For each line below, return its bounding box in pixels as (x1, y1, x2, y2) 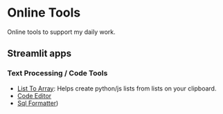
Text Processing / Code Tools (7, 68, 108, 78)
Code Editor (17, 91, 52, 99)
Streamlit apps (7, 48, 72, 59)
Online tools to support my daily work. (7, 28, 116, 36)
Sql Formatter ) (17, 99, 59, 107)
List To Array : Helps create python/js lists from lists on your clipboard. (17, 84, 217, 93)
